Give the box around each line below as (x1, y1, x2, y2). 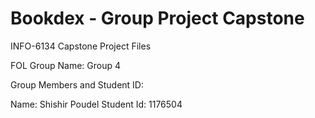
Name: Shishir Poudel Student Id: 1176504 (10, 98, 183, 110)
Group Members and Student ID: (10, 78, 144, 91)
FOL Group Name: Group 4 (10, 59, 122, 71)
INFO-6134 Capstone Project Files (10, 40, 152, 52)
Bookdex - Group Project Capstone (10, 7, 305, 30)
